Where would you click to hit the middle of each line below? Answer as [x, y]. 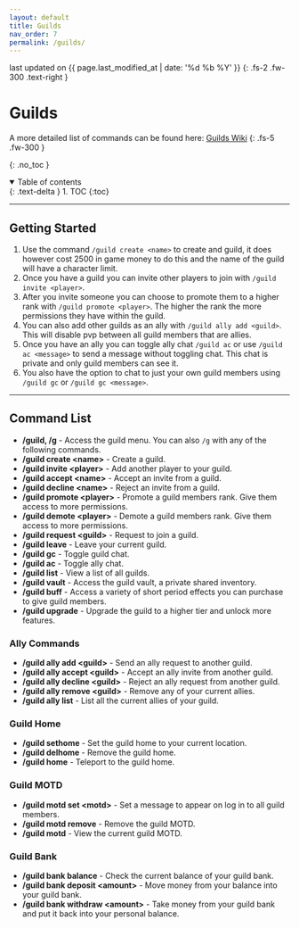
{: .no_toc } [29, 165]
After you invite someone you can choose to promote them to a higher [151, 297]
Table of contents [49, 182]
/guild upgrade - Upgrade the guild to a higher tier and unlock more [146, 610]
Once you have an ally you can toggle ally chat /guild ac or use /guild [152, 344]
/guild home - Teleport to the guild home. [98, 762]
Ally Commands [44, 643]
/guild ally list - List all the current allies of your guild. [121, 700]
